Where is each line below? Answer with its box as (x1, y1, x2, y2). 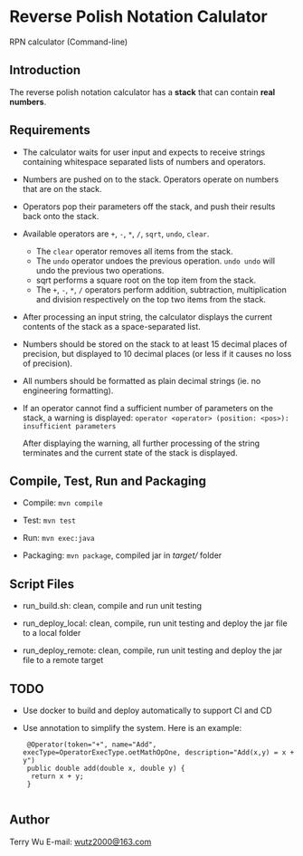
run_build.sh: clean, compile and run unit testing (22, 601, 202, 611)
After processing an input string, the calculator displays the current (22, 311, 273, 322)
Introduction (9, 63, 81, 78)
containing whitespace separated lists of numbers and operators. (22, 156, 267, 167)
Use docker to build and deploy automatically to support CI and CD (22, 705, 273, 716)
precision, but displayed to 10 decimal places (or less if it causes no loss (22, 348, 292, 359)
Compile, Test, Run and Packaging (9, 473, 206, 488)
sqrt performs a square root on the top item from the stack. (35, 274, 256, 285)
